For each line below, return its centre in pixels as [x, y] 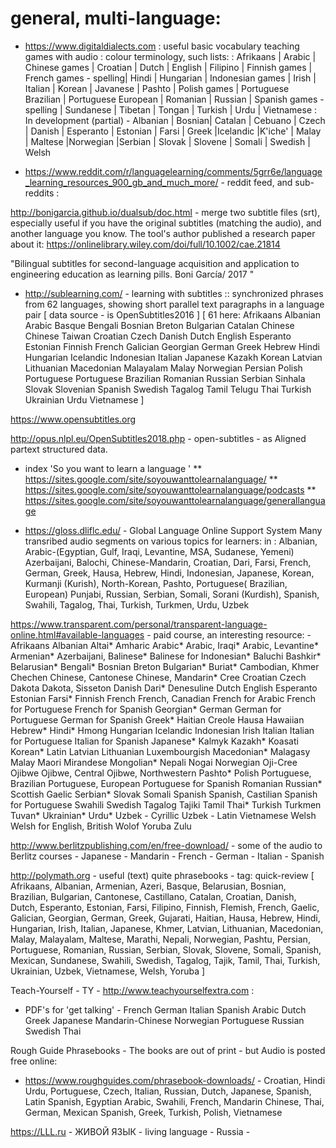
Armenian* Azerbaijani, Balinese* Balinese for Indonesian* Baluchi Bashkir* [166, 656]
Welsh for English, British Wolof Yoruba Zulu [101, 826]
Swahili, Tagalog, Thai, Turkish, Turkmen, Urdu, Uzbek [137, 604]
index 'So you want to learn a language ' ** [113, 468]
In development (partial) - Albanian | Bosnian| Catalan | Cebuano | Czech [175, 120]
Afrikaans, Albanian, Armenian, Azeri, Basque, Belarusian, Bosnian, [148, 886]
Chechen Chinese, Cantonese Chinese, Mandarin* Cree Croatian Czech [158, 677]
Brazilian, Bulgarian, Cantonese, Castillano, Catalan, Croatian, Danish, [153, 896]
